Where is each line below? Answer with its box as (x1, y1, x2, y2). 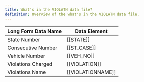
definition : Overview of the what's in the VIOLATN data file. (5, 12, 140, 17)
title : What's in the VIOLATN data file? (5, 7, 93, 12)
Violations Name (7, 68, 46, 75)
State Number (7, 36, 40, 43)
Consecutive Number (7, 44, 58, 51)
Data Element (75, 28, 108, 35)
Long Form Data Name (7, 28, 62, 35)
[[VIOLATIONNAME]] (66, 68, 116, 75)
